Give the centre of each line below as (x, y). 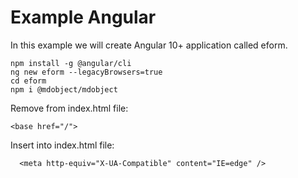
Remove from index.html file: (69, 108)
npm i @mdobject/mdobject (64, 89)
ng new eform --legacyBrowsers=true (86, 72)
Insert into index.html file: (62, 145)
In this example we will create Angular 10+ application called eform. (149, 45)
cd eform (28, 81)
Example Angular (83, 17)
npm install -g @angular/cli (71, 63)
